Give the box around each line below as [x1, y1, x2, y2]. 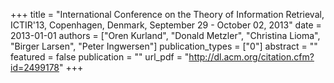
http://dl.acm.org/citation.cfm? [188, 51, 315, 63]
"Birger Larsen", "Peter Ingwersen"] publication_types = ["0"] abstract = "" [10, 40, 318, 52]
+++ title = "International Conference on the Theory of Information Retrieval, [10, 9, 325, 20]
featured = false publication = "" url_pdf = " [10, 51, 190, 63]
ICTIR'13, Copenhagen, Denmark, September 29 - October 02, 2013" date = [10, 19, 322, 31]
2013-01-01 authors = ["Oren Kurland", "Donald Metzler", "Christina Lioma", [10, 30, 321, 41]
